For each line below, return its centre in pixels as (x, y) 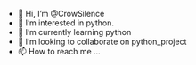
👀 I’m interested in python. (65, 23)
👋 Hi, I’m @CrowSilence (61, 14)
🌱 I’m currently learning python (74, 32)
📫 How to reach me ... (59, 51)
